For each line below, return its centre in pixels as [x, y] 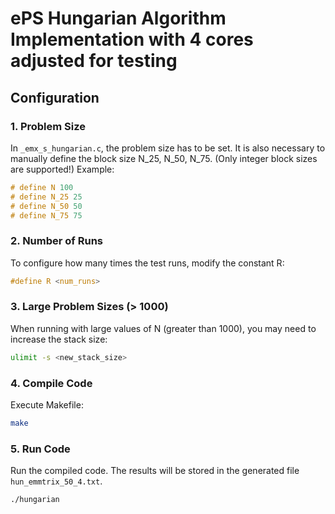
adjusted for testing [94, 61]
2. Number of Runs [57, 241]
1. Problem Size [48, 126]
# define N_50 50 [46, 206]
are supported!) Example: [62, 169]
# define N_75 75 [46, 215]
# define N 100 [42, 187]
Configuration [55, 97]
